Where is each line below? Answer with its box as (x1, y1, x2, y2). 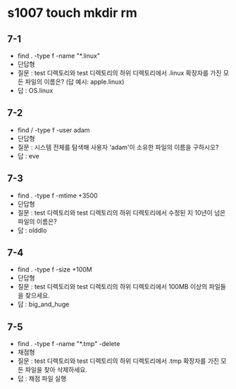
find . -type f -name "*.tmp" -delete (17, 340, 120, 348)
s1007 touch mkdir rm (7, 5, 137, 21)
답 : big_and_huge (17, 300, 70, 309)
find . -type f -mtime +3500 (17, 191, 98, 200)
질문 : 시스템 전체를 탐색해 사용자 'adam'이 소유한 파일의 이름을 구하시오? (17, 143, 219, 151)
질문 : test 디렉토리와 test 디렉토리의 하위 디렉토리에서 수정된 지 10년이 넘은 (17, 208, 226, 217)
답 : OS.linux (17, 87, 54, 94)
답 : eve (17, 151, 40, 160)
